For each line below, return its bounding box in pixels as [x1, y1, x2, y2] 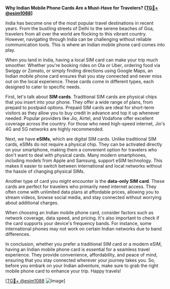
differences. [5, 231, 31, 237]
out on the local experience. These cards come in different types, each [5, 79, 154, 84]
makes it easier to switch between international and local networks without [5, 163, 162, 169]
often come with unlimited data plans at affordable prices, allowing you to [5, 189, 159, 195]
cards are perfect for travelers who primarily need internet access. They [5, 183, 157, 189]
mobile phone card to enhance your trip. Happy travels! [5, 268, 121, 274]
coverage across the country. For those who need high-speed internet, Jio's [5, 121, 165, 126]
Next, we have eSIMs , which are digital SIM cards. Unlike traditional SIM [5, 136, 157, 142]
